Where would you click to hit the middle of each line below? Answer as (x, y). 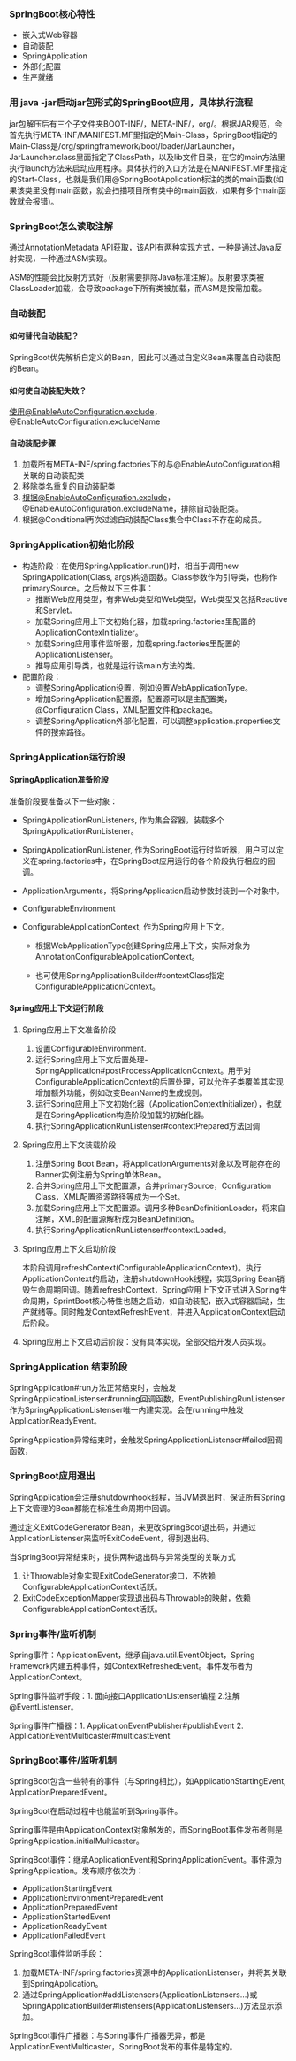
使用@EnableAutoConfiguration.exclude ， (86, 412)
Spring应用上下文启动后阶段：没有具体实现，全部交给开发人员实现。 (146, 1342)
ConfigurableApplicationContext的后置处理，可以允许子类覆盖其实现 (159, 1082)
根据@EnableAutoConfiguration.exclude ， (99, 498)
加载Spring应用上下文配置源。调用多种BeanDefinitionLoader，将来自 (160, 1208)
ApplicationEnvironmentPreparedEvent (92, 1898)
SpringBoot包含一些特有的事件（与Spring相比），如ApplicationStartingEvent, (148, 1781)
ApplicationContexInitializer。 (89, 632)
